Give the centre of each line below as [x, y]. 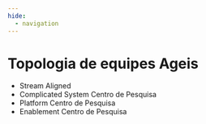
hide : [17, 16]
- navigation [37, 24]
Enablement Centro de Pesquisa [73, 112]
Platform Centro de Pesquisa [67, 103]
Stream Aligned [45, 86]
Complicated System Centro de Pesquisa [88, 95]
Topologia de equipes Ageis [103, 64]
